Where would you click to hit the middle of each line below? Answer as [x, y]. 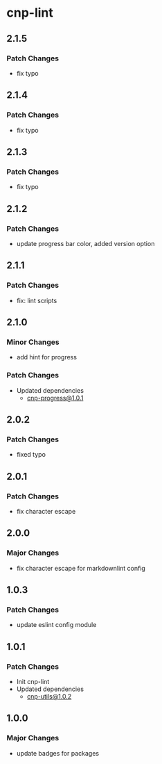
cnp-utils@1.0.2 [49, 697]
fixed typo [31, 455]
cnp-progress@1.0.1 [55, 398]
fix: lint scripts [37, 300]
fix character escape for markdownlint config [81, 568]
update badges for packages [58, 753]
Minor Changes [33, 342]
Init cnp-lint [33, 682]
